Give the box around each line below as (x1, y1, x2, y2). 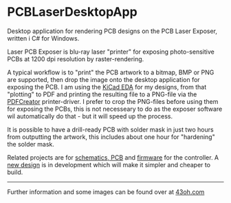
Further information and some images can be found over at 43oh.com (7, 187, 205, 196)
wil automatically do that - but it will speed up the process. (7, 111, 173, 120)
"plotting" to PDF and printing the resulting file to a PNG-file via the (7, 90, 197, 98)
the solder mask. (7, 140, 55, 148)
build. (7, 168, 23, 176)
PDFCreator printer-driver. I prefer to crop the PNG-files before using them (7, 97, 219, 105)
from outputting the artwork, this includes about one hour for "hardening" (7, 132, 215, 141)
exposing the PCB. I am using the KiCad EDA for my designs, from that (7, 83, 207, 91)
